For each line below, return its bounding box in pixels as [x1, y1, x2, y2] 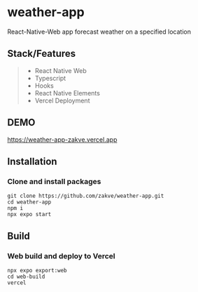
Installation [7, 155, 57, 167]
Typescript [34, 74, 66, 82]
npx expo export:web [7, 267, 68, 274]
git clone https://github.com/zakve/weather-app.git [7, 192, 164, 200]
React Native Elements [34, 88, 100, 97]
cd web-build [7, 273, 45, 280]
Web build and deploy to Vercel [7, 251, 115, 260]
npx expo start [7, 211, 52, 218]
